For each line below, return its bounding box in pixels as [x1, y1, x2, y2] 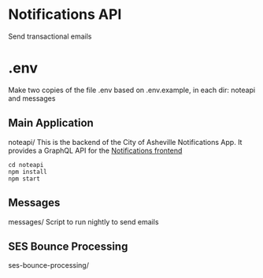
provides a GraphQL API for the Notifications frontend [8, 146, 183, 155]
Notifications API [8, 6, 122, 24]
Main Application [8, 117, 94, 130]
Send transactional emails [8, 32, 92, 41]
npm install [8, 168, 47, 176]
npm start [8, 175, 41, 183]
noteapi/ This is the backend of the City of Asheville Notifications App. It [8, 137, 243, 146]
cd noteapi [8, 161, 44, 169]
